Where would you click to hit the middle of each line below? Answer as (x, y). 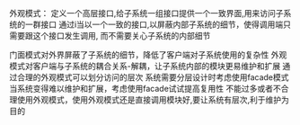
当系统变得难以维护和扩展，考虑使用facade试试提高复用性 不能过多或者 (141, 89)
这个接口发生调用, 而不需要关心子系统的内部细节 (122, 36)
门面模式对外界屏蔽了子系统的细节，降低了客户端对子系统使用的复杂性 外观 (148, 55)
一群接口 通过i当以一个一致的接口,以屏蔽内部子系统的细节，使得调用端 (154, 24)
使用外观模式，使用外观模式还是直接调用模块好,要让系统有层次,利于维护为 (153, 100)
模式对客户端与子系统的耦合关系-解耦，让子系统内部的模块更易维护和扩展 (145, 66)
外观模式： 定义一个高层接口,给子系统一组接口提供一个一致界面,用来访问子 (147, 13)
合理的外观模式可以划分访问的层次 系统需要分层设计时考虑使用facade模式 (153, 77)
